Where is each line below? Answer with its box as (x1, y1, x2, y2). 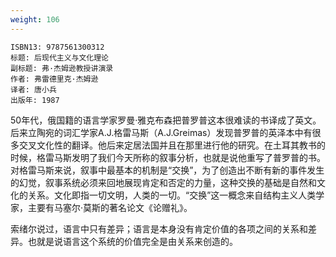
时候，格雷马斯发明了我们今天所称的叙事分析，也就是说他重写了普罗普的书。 (10, 151, 326, 163)
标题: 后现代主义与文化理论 (10, 52, 110, 63)
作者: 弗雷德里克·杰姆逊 (10, 74, 99, 84)
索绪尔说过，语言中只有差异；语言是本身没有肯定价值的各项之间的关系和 (10, 222, 308, 235)
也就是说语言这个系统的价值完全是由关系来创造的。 (27, 235, 238, 247)
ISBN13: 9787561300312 (10, 42, 105, 52)
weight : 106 (10, 14, 60, 25)
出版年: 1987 (10, 95, 60, 105)
